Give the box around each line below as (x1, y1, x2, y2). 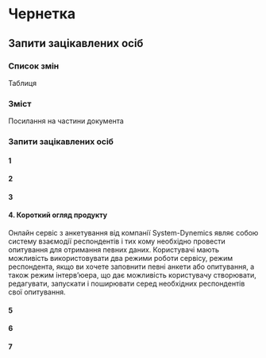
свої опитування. (8, 287, 66, 297)
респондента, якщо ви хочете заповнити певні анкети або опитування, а (8, 262, 255, 271)
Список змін (8, 60, 60, 72)
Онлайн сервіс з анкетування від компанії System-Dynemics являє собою (8, 228, 259, 238)
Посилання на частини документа (8, 116, 125, 126)
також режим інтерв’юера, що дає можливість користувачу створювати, (8, 270, 256, 280)
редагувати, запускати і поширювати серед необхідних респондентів (8, 279, 245, 289)
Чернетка (8, 5, 76, 23)
